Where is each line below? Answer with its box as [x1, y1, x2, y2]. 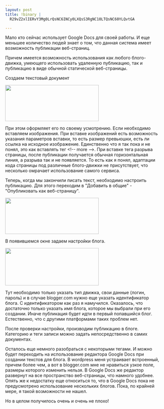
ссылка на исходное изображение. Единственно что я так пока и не [5, 141, 151, 147]
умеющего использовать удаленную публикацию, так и [23, 60, 143, 66]
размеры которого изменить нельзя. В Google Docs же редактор [5, 367, 144, 373]
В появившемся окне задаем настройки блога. [5, 238, 106, 244]
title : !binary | [5, 12, 41, 17]
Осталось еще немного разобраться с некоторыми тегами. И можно [5, 346, 153, 352]
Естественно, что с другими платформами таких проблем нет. [5, 316, 139, 322]
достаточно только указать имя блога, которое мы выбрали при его [5, 305, 151, 312]
